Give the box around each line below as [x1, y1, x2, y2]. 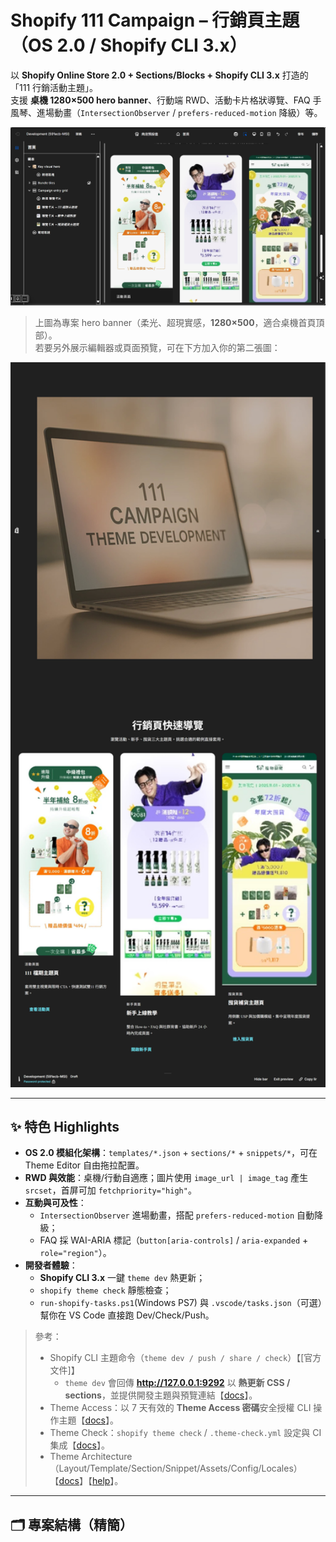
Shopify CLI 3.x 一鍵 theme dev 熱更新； [39, 1272, 206, 1284]
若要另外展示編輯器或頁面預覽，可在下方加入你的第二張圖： [34, 341, 281, 353]
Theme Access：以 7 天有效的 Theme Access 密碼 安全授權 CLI [49, 1402, 312, 1414]
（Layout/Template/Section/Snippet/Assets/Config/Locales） [49, 1462, 303, 1475]
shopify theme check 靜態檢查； [39, 1284, 172, 1296]
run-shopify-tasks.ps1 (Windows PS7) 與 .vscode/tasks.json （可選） [39, 1297, 323, 1309]
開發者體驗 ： [24, 1259, 78, 1271]
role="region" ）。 [39, 1247, 112, 1259]
